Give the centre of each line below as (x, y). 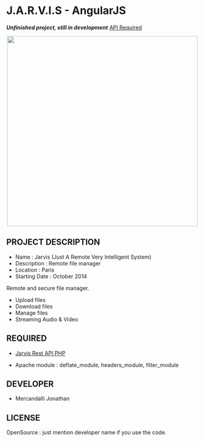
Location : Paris (35, 270)
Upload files (30, 300)
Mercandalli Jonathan (42, 399)
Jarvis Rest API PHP (40, 353)
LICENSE (23, 418)
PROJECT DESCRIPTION (53, 242)
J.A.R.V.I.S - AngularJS (66, 11)
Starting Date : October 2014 (51, 276)
